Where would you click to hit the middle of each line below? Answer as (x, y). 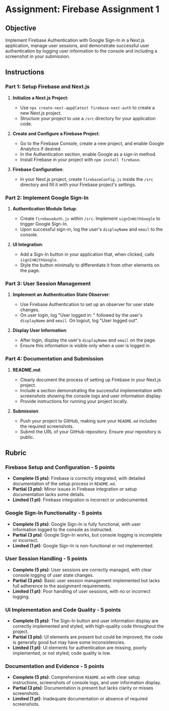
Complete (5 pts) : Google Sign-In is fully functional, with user (77, 524)
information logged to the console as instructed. (62, 529)
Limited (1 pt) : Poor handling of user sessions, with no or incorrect (81, 591)
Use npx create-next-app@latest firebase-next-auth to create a (87, 107)
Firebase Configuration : (38, 169)
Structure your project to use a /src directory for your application (88, 118)
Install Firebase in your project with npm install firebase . (80, 159)
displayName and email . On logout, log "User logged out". (79, 321)
